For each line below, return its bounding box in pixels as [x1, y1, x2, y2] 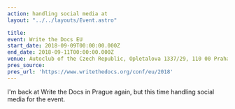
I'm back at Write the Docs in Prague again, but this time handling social [7, 87, 215, 96]
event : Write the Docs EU [7, 36, 83, 43]
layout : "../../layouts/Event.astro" [7, 17, 117, 24]
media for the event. [7, 95, 66, 103]
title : [7, 29, 27, 36]
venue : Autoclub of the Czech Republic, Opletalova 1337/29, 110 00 [7, 55, 211, 63]
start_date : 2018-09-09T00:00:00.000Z [7, 43, 120, 50]
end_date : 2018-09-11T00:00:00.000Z [7, 49, 114, 56]
